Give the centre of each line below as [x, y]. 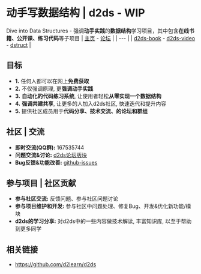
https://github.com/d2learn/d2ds [55, 264]
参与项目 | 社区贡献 [41, 183]
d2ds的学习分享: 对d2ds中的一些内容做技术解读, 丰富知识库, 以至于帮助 [103, 221]
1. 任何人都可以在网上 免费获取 [52, 81]
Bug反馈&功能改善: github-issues [56, 162]
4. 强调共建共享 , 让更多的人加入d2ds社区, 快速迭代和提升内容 [91, 103]
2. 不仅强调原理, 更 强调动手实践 [54, 88]
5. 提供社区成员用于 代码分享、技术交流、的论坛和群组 [81, 111]
